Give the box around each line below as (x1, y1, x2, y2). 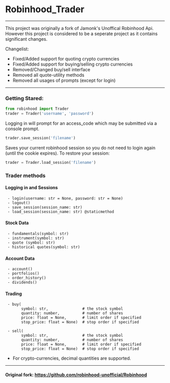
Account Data (5, 255, 35, 261)
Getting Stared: (5, 95, 44, 102)
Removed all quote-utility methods (12, 72, 84, 78)
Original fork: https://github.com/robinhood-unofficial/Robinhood (5, 372, 147, 378)
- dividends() (7, 280, 37, 285)
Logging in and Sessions (5, 185, 58, 191)
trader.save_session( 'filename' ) (5, 135, 76, 140)
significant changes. (5, 36, 48, 42)
